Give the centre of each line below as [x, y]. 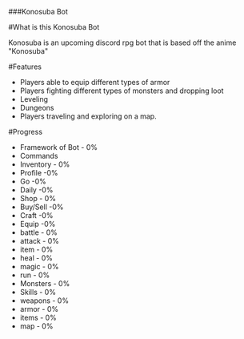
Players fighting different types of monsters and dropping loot [122, 91]
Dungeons [37, 108]
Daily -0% [36, 190]
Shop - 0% [38, 198]
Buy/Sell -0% [42, 207]
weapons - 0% [44, 301]
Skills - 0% [38, 292]
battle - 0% [38, 232]
